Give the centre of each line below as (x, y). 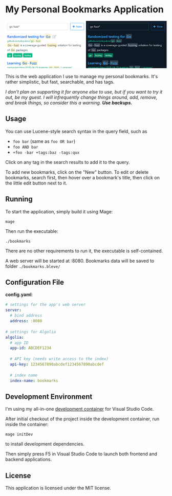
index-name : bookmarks (34, 381)
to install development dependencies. (45, 444)
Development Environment (49, 397)
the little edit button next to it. (36, 183)
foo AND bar (25, 147)
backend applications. (29, 460)
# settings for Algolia (31, 332)
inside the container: (27, 425)
